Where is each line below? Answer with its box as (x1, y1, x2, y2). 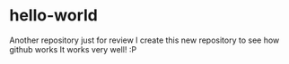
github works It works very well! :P (9, 44, 137, 54)
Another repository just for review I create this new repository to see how (9, 35, 280, 45)
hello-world (9, 5, 99, 26)
